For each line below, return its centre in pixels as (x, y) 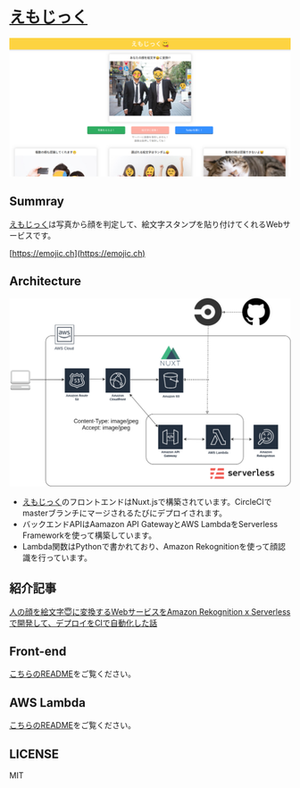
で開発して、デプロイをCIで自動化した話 (83, 623)
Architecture (46, 281)
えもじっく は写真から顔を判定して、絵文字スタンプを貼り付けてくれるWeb (146, 224)
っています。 (69, 557)
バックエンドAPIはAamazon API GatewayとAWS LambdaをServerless (150, 524)
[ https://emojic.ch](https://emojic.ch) (77, 253)
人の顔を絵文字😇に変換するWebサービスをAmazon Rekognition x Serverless (150, 611)
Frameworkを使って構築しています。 (89, 535)
